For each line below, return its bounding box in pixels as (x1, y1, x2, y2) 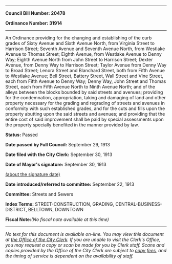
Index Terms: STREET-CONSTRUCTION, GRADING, (5, 201, 114, 207)
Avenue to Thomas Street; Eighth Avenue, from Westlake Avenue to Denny (5, 51, 162, 57)
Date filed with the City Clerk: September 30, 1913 (5, 151, 113, 158)
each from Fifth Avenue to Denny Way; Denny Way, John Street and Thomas (5, 78, 166, 84)
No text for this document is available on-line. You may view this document (5, 231, 164, 237)
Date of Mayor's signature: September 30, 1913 (5, 162, 106, 167)
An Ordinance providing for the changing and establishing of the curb (5, 35, 152, 41)
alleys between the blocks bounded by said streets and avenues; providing (5, 89, 163, 95)
